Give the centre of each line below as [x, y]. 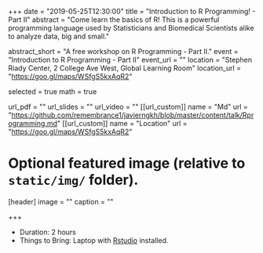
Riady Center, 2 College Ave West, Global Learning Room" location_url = [125, 68]
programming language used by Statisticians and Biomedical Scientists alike [131, 28]
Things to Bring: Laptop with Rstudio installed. [94, 240]
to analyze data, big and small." [59, 36]
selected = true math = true [53, 92]
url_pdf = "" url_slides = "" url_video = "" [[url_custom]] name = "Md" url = [128, 107]
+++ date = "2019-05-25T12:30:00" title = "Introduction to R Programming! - [132, 11]
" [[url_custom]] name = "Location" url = [122, 123]
